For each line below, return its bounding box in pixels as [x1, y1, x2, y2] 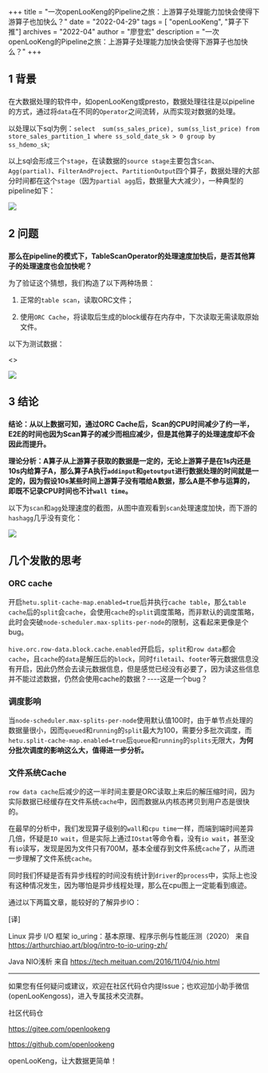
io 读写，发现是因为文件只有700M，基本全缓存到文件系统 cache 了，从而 [15, 844, 249, 854]
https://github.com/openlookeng [8, 1039, 115, 1049]
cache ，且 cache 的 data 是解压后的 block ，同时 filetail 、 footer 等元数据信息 [8, 653, 253, 664]
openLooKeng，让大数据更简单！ [8, 1056, 117, 1066]
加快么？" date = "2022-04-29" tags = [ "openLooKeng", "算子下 [35, 17, 250, 26]
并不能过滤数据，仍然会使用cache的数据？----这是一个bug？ [8, 673, 208, 684]
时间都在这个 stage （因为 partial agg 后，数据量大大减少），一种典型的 [14, 176, 244, 186]
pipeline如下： [8, 186, 56, 195]
